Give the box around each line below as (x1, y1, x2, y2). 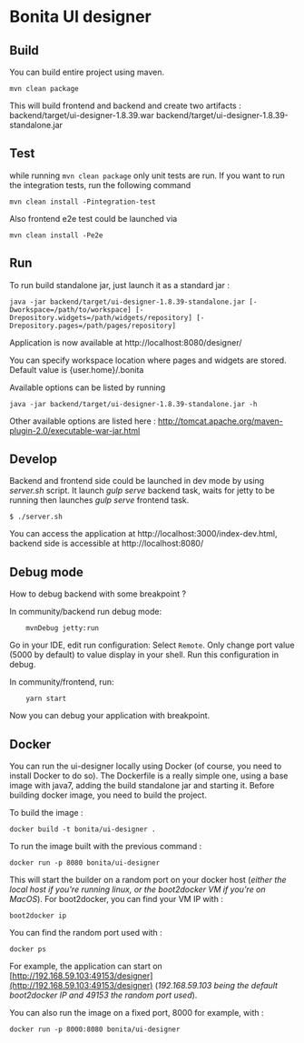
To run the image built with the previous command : (9, 841, 202, 852)
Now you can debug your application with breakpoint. (9, 710, 211, 721)
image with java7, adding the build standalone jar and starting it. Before (9, 780, 275, 791)
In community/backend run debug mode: (9, 607, 162, 617)
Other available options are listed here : (9, 416, 156, 426)
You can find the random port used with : (9, 928, 163, 938)
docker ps (9, 945, 47, 954)
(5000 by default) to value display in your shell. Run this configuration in (9, 649, 279, 660)
